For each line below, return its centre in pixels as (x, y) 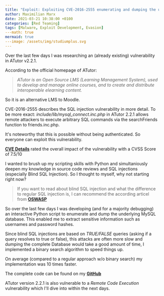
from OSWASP (32, 199)
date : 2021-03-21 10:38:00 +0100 (39, 19)
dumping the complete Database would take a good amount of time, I (75, 244)
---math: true (20, 32)
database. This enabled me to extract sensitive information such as (72, 219)
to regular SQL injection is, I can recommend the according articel (83, 194)
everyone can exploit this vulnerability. (44, 139)
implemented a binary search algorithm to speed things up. (64, 249)
